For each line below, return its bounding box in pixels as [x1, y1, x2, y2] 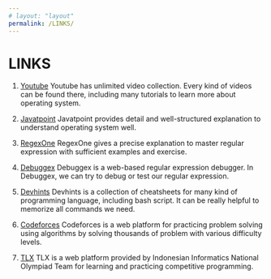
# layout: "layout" [8, 11, 75, 20]
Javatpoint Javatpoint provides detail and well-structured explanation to [19, 114, 261, 124]
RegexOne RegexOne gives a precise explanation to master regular [19, 139, 245, 148]
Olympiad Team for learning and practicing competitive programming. [19, 261, 254, 272]
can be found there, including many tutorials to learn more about [19, 90, 236, 100]
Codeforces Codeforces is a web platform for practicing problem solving [19, 220, 264, 230]
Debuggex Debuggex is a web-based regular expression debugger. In [19, 163, 254, 173]
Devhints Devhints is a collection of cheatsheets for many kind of [19, 187, 238, 197]
